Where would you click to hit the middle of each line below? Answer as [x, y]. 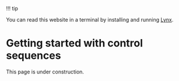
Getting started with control [75, 43]
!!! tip [12, 8]
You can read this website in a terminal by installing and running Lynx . [90, 20]
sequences [34, 56]
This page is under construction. [45, 72]
